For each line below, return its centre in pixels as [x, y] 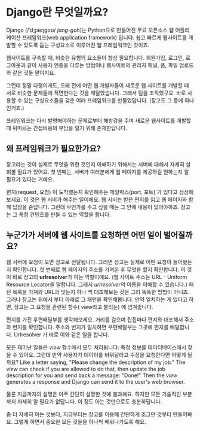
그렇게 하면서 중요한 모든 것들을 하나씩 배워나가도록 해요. [80, 421]
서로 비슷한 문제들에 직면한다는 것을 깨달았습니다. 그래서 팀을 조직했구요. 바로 [96, 93]
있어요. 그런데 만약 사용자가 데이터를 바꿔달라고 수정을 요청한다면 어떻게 [102, 354]
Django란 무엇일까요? [57, 12]
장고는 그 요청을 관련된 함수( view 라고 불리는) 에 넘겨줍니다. [84, 306]
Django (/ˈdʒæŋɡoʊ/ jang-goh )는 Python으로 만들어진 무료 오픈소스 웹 [90, 30]
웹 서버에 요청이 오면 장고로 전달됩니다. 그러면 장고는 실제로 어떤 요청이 [89, 262]
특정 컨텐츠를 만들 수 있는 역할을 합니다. [65, 214]
